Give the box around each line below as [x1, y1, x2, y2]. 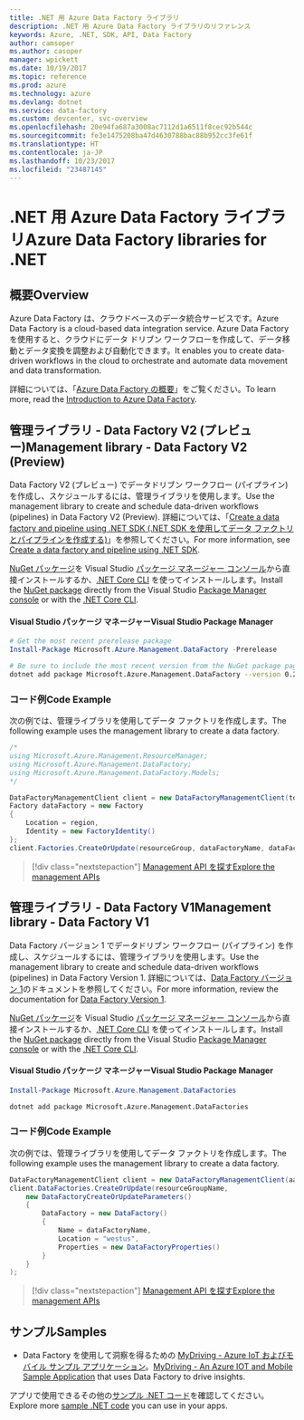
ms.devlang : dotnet [9, 97, 83, 107]
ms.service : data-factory [9, 106, 107, 115]
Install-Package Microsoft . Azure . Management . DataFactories [9, 1086, 237, 1095]
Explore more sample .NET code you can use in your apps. [9, 1400, 228, 1411]
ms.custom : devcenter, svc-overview [9, 114, 147, 123]
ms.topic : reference [9, 72, 88, 82]
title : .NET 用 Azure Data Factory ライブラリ [9, 13, 180, 23]
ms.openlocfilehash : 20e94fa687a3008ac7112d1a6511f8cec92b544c [9, 123, 253, 132]
